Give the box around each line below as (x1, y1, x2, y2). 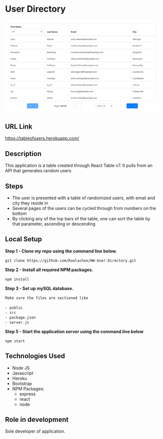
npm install (5, 277, 29, 282)
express (19, 391, 36, 397)
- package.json (5, 315, 36, 320)
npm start (5, 339, 25, 344)
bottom (12, 210, 27, 216)
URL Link (5, 122, 33, 131)
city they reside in (12, 200, 48, 206)
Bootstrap (12, 380, 32, 386)
